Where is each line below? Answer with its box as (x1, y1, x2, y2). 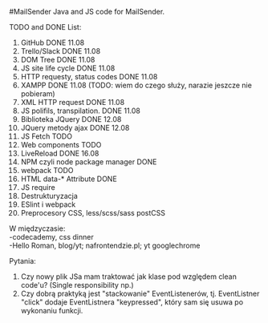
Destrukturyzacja (20, 192, 79, 200)
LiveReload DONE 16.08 (20, 148, 99, 158)
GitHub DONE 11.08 (20, 38, 85, 47)
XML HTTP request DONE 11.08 (20, 98, 125, 107)
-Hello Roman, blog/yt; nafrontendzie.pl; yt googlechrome (9, 240, 201, 250)
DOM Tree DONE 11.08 (20, 55, 95, 64)
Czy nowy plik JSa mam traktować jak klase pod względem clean (20, 272, 238, 281)
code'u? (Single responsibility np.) (20, 281, 135, 289)
